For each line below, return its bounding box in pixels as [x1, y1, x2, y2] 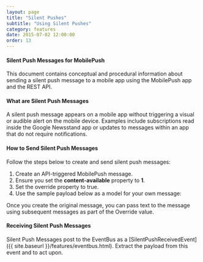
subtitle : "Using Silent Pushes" [6, 20, 92, 26]
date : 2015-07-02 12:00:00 [6, 32, 75, 38]
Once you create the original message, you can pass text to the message [6, 201, 191, 209]
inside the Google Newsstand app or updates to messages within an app [6, 124, 190, 131]
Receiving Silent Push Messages [6, 222, 91, 229]
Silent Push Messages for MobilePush [6, 56, 105, 64]
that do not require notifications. [6, 130, 87, 138]
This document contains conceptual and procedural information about [6, 70, 183, 77]
